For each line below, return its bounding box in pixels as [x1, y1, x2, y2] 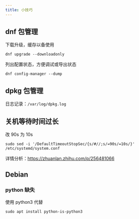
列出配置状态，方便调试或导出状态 [5, 61, 77, 67]
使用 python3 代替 [5, 199, 43, 205]
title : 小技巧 [5, 7, 33, 13]
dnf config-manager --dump [5, 71, 62, 76]
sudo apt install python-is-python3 [5, 209, 83, 214]
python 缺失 [5, 187, 36, 194]
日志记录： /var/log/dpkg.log [5, 101, 66, 107]
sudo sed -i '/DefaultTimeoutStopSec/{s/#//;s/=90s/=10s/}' [5, 142, 135, 147]
